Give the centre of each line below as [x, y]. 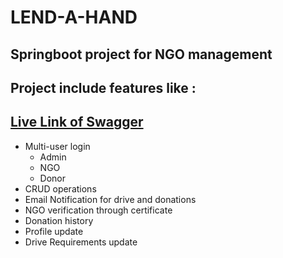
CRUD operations [60, 188]
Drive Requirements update [81, 242]
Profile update [54, 231]
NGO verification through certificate [98, 210]
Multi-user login [57, 146]
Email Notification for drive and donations [110, 199]
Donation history [59, 220]
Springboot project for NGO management [141, 54]
